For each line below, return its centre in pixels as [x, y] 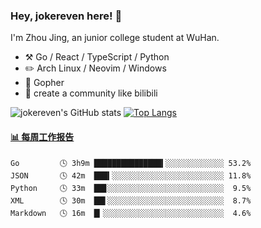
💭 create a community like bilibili [91, 93]
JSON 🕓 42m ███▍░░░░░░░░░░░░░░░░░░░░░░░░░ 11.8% [131, 175]
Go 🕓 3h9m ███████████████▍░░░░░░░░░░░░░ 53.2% [131, 163]
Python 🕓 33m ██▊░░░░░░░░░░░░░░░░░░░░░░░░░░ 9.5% [131, 188]
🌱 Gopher [44, 83]
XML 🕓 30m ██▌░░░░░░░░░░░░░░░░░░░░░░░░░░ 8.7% [131, 200]
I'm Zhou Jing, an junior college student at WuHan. [115, 38]
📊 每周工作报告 [42, 136]
